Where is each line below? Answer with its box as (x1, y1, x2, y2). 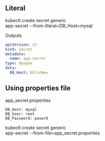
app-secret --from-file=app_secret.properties (5, 130, 100, 136)
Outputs (5, 32, 22, 38)
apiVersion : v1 (5, 42, 37, 47)
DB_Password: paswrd (5, 115, 49, 121)
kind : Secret (5, 47, 33, 52)
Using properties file (5, 84, 71, 92)
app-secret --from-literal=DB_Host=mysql (5, 23, 93, 29)
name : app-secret (10, 56, 46, 61)
